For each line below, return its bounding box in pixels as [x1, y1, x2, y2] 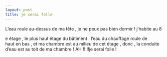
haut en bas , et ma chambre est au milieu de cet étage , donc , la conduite [5, 40, 159, 46]
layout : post [5, 7, 33, 12]
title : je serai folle [5, 12, 53, 17]
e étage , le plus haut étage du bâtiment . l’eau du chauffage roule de [5, 35, 148, 41]
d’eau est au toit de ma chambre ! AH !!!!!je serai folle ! [5, 46, 117, 52]
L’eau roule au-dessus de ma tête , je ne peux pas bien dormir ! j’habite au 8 [5, 25, 162, 31]
